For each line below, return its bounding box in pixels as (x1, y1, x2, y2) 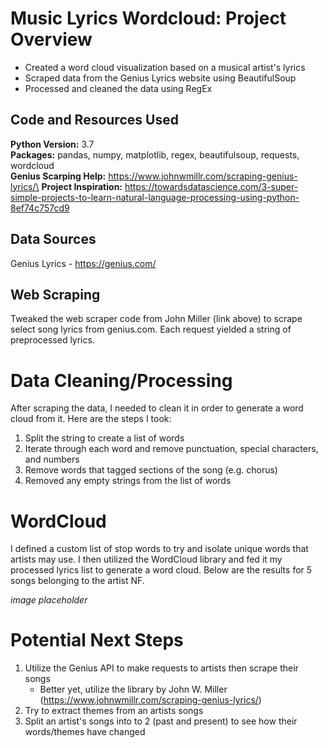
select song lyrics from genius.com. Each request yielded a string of (10, 323, 292, 336)
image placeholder (10, 594, 88, 606)
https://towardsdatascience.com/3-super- (124, 180, 299, 192)
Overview (10, 28, 93, 51)
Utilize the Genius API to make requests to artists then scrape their (24, 662, 299, 674)
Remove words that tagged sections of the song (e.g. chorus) (24, 464, 278, 476)
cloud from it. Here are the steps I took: (10, 413, 172, 425)
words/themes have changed (24, 726, 146, 738)
